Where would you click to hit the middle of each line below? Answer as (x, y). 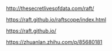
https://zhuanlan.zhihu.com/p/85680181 (54, 42)
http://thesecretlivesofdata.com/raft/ (50, 8)
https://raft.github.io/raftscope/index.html (56, 19)
